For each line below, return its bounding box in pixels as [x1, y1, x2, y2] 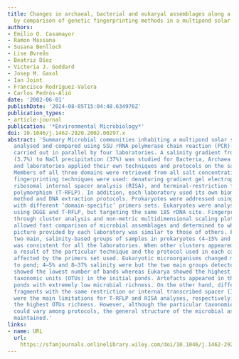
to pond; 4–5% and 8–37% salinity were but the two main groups [14, 262, 208, 269]
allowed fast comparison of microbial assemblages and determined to [14, 222, 224, 229]
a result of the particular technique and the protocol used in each [14, 248, 224, 256]
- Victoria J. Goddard [7, 63, 75, 70]
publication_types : [7, 109, 65, 117]
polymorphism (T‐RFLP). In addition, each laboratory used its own [14, 189, 218, 196]
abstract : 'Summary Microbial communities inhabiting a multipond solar [7, 136, 228, 143]
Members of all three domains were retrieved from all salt [14, 168, 196, 176]
